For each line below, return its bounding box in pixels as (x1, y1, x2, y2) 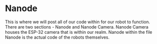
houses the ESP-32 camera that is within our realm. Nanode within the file (5, 29, 153, 35)
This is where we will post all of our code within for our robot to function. (5, 19, 150, 25)
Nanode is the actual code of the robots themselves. (5, 34, 110, 40)
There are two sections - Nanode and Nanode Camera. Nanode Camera (5, 24, 149, 29)
